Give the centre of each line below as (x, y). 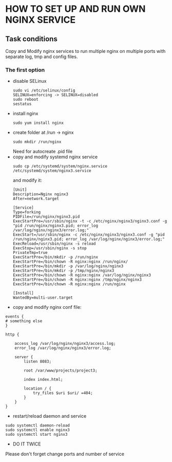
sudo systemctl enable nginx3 (38, 430)
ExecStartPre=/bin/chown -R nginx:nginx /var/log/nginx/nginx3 (82, 275)
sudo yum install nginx (38, 123)
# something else (24, 321)
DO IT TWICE (27, 444)
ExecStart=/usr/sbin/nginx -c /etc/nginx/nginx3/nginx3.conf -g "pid (89, 235)
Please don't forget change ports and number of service (65, 454)
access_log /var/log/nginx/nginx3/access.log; (65, 344)
